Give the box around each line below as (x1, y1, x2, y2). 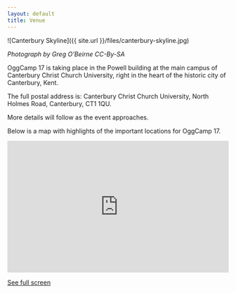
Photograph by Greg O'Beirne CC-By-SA (7, 50, 125, 58)
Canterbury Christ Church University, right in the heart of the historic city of (7, 71, 226, 79)
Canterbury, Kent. (7, 78, 58, 86)
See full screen (7, 278, 51, 287)
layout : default (7, 10, 55, 18)
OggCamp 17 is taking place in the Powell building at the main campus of (7, 63, 218, 72)
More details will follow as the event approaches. (7, 113, 149, 122)
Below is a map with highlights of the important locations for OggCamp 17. (7, 126, 221, 135)
